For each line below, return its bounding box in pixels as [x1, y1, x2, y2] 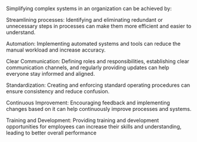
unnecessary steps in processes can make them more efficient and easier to [6, 23, 192, 29]
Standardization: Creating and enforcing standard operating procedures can [6, 82, 191, 89]
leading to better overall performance [6, 129, 97, 136]
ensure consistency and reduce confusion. [6, 88, 110, 94]
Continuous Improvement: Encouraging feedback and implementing [6, 99, 171, 106]
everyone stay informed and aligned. [6, 70, 95, 77]
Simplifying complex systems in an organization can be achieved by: [6, 5, 172, 12]
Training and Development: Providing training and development [6, 117, 159, 124]
